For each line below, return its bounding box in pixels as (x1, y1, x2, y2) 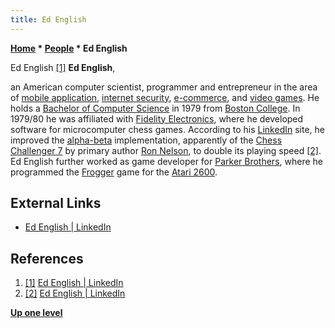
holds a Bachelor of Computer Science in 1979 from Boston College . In (10, 102, 301, 114)
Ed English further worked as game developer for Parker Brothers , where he (10, 155, 323, 167)
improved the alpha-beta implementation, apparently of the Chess (10, 134, 283, 146)
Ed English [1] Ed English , (10, 61, 116, 73)
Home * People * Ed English (10, 42, 128, 54)
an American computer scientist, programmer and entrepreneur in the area (10, 81, 318, 93)
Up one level (10, 307, 63, 319)
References (10, 250, 84, 267)
